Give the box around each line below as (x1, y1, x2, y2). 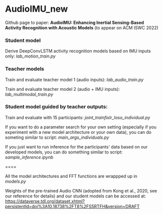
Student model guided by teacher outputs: (5, 104, 108, 110)
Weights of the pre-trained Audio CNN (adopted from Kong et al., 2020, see (5, 188, 157, 193)
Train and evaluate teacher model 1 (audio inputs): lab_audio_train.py (5, 77, 144, 83)
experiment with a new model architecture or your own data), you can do (5, 129, 152, 135)
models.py (5, 178, 26, 184)
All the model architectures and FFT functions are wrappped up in (5, 173, 138, 179)
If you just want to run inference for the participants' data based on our (5, 144, 148, 150)
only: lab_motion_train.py (5, 53, 56, 59)
